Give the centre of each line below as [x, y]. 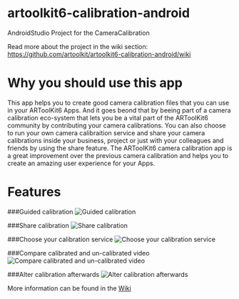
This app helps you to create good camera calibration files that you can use [118, 103]
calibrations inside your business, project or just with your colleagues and [116, 140]
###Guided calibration [40, 211]
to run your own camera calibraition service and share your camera [106, 132]
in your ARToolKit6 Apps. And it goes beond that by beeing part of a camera [119, 110]
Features [34, 192]
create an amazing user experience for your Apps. [81, 163]
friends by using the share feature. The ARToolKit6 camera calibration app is [120, 148]
